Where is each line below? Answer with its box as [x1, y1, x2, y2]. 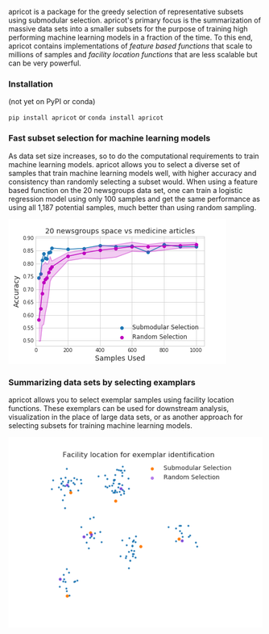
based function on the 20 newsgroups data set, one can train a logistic [8, 185, 243, 195]
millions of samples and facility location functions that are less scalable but [8, 50, 258, 59]
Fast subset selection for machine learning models [8, 132, 211, 144]
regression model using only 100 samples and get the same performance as [8, 194, 260, 204]
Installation [8, 78, 54, 90]
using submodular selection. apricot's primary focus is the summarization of [8, 15, 262, 25]
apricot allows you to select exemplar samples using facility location [8, 395, 234, 405]
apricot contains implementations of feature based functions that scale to [8, 41, 253, 51]
